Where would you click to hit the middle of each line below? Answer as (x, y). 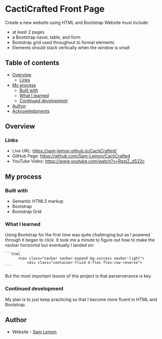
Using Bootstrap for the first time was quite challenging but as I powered (78, 235)
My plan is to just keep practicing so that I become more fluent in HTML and (81, 299)
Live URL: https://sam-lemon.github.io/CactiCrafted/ (64, 151)
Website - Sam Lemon (34, 332)
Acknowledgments (31, 111)
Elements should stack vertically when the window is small (71, 47)
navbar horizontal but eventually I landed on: (50, 245)
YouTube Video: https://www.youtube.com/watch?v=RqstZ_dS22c (78, 161)
